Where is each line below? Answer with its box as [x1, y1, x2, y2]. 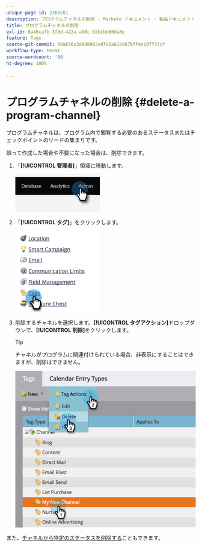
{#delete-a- [134, 95, 195, 109]
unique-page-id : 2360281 [6, 10, 69, 16]
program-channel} [6, 108, 101, 122]
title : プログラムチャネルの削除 [6, 22, 79, 28]
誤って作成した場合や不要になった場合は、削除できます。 [6, 149, 148, 156]
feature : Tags [6, 35, 42, 41]
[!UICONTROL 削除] [35, 326, 85, 334]
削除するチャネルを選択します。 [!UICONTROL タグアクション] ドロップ [14, 319, 190, 326]
